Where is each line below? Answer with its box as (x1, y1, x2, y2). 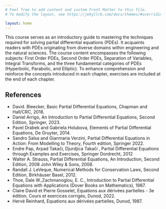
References (5, 90, 41, 99)
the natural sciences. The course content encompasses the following (5, 50, 146, 56)
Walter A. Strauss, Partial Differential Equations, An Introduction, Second (12, 156, 160, 162)
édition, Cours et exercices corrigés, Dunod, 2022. (12, 193, 116, 199)
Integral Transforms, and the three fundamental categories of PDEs (5, 60, 142, 67)
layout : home (5, 21, 32, 26)
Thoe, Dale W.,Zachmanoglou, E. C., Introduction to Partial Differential (12, 177, 155, 183)
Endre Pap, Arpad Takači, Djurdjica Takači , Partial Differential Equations (12, 146, 159, 152)
